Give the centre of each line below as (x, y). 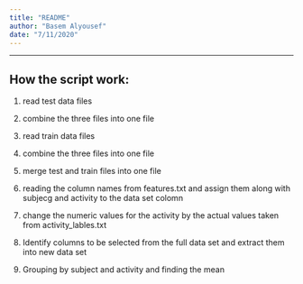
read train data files (59, 136)
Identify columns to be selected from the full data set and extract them (153, 243)
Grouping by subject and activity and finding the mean (124, 270)
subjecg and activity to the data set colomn (102, 198)
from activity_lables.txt (64, 225)
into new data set (55, 252)
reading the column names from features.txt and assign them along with (156, 188)
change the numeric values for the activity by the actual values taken (151, 215)
